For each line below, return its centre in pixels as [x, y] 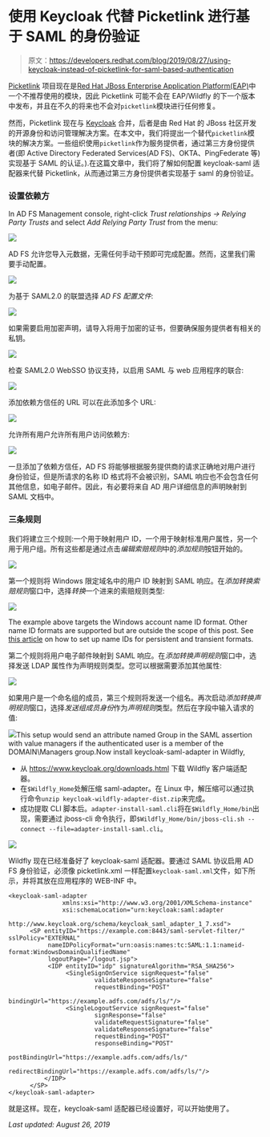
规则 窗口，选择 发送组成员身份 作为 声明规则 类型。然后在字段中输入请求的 [134, 708]
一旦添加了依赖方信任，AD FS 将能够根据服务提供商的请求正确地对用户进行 [132, 467]
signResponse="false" [130, 1015]
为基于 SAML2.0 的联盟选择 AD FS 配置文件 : [81, 296]
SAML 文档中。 [33, 497]
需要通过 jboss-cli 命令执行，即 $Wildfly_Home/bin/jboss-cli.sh [139, 818]
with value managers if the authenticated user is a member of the [116, 743]
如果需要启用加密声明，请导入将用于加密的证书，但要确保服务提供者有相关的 [135, 328]
